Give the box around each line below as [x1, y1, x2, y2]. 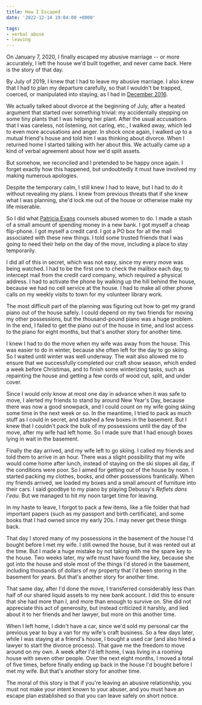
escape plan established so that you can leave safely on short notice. [6, 692, 178, 700]
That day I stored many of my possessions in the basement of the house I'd [6, 535, 194, 542]
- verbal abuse [6, 31, 45, 37]
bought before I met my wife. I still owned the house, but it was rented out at [6, 541, 196, 548]
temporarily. [6, 247, 36, 254]
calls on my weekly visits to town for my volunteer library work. [6, 291, 163, 298]
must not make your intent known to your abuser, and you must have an [6, 686, 185, 693]
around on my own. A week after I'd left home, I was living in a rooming [6, 648, 183, 655]
